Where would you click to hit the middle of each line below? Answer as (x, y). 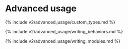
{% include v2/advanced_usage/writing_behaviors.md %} (64, 31)
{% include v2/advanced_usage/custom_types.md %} (60, 22)
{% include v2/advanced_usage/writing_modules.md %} (63, 41)
